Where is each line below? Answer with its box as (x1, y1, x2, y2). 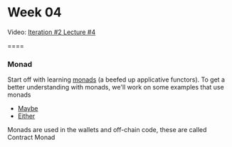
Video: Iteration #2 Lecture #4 (7, 28, 96, 36)
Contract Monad (7, 133, 56, 142)
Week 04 (7, 4, 62, 21)
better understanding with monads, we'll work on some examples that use (7, 83, 224, 92)
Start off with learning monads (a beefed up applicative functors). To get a (7, 75, 226, 84)
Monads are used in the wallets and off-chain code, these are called (7, 126, 207, 134)
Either (17, 111, 36, 121)
